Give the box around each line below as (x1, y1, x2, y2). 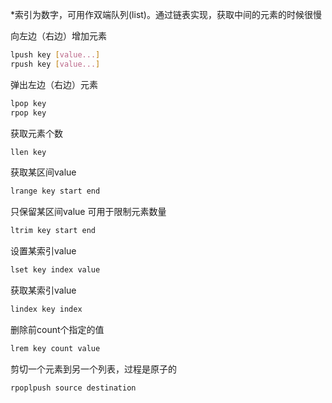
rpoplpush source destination (10, 383, 137, 393)
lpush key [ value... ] (10, 50, 101, 60)
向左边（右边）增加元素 (10, 30, 107, 42)
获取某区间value (10, 166, 77, 178)
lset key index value (10, 265, 101, 275)
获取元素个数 (10, 127, 63, 139)
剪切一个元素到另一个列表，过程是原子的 (10, 363, 177, 375)
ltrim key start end (10, 226, 97, 236)
